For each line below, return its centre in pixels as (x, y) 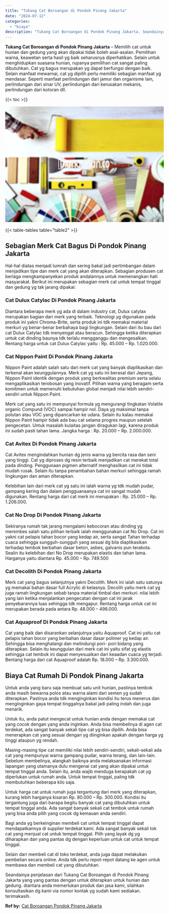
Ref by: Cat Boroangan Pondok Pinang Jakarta (54, 906)
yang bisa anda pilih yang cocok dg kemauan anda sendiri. (66, 813)
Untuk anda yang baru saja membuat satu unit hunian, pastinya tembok (79, 688)
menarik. (14, 709)
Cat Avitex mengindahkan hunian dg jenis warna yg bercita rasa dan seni (80, 455)
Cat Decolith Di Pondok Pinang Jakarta (53, 571)
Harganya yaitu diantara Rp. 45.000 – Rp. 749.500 (57, 558)
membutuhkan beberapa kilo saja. (40, 782)
